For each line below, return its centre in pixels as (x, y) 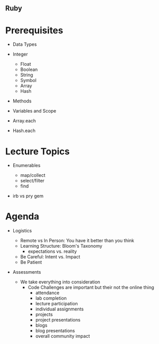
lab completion (51, 298)
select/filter (32, 181)
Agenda (22, 217)
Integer (20, 54)
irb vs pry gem (28, 196)
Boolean (29, 70)
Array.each (24, 121)
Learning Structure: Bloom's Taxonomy (61, 246)
